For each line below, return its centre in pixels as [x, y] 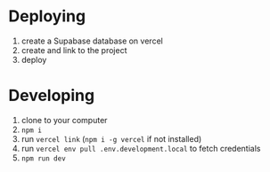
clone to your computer [64, 120]
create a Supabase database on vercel [92, 41]
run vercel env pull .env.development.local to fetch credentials [141, 148]
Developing [52, 96]
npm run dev [43, 158]
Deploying [47, 16]
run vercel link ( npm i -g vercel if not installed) [111, 138]
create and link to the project [74, 50]
